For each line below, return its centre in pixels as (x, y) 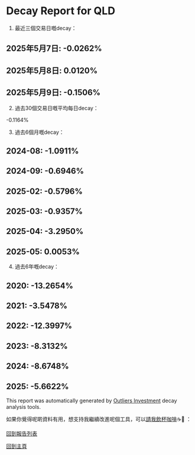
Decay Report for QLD (61, 11)
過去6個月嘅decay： (39, 132)
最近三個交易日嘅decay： (45, 28)
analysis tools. (24, 407)
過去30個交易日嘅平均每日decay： (56, 108)
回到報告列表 (22, 434)
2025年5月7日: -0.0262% (54, 49)
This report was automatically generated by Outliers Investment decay (92, 400)
